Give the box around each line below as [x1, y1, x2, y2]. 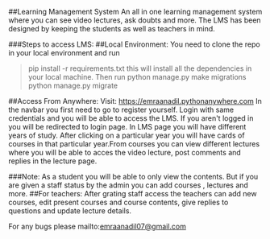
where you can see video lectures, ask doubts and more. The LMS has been [8, 15, 261, 25]
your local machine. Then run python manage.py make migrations [27, 72, 247, 81]
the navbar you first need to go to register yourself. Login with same [8, 105, 235, 114]
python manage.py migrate [27, 80, 118, 90]
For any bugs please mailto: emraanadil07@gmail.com [8, 221, 187, 231]
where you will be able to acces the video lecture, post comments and [8, 148, 242, 157]
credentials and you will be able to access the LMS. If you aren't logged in [8, 113, 254, 123]
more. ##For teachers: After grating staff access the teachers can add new [8, 189, 257, 198]
